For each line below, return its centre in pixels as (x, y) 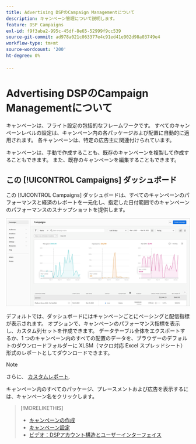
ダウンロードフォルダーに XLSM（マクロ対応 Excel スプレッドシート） (101, 345)
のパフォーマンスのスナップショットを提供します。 (67, 210)
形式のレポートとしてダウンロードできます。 (60, 353)
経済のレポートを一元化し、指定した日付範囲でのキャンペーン (116, 203)
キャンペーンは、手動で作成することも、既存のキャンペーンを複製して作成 (95, 152)
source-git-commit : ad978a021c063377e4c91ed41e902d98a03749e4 (83, 37)
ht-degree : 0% (23, 56)
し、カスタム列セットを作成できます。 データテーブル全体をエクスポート (93, 330)
